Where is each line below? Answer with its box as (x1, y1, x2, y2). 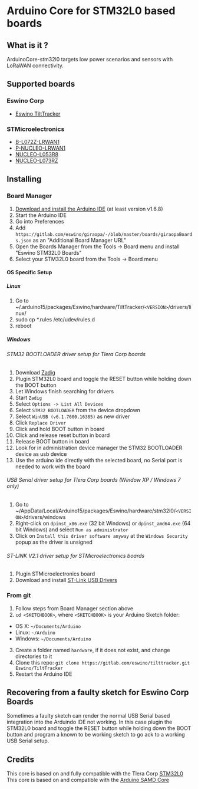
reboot (15, 323, 32, 330)
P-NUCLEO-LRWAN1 (15, 144, 66, 152)
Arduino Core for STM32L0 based (6, 4, 176, 18)
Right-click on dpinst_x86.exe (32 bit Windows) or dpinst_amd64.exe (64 (15, 520, 191, 527)
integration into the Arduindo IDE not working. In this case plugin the (6, 718, 173, 726)
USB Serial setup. (6, 737, 49, 744)
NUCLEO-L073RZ (15, 157, 58, 164)
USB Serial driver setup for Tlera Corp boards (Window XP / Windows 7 (6, 476, 181, 484)
